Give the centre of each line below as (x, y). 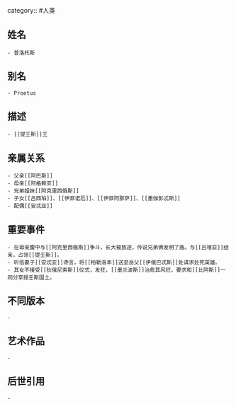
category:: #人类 (31, 10)
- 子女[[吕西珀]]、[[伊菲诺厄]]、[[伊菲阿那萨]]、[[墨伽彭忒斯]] (94, 199)
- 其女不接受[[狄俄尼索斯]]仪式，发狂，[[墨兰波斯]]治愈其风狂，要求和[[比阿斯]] (114, 270)
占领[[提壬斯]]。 (40, 255)
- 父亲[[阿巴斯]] (30, 176)
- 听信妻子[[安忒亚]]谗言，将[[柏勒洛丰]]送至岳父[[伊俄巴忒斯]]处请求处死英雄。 (114, 263)
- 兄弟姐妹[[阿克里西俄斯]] (43, 191)
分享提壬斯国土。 (34, 278)
